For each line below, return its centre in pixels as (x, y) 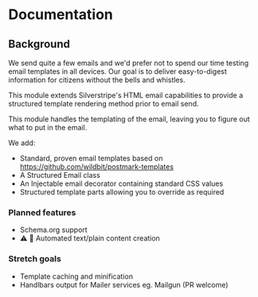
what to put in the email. (48, 127)
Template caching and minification (76, 276)
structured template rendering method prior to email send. (104, 104)
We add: (22, 143)
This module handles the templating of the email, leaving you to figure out (129, 119)
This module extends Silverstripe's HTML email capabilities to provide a (126, 95)
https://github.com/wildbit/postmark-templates (96, 167)
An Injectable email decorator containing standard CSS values (121, 183)
